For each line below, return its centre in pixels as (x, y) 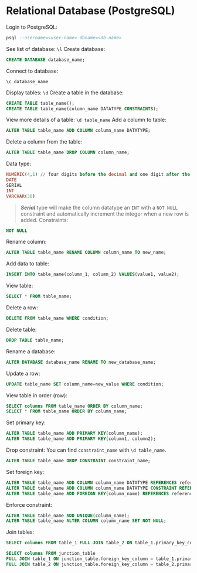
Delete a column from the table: (44, 142)
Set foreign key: (25, 472)
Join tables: (20, 532)
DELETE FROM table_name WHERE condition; (57, 318)
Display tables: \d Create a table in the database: (65, 93)
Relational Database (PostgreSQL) (91, 11)
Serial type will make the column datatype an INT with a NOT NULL (99, 207)
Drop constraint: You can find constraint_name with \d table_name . (86, 450)
